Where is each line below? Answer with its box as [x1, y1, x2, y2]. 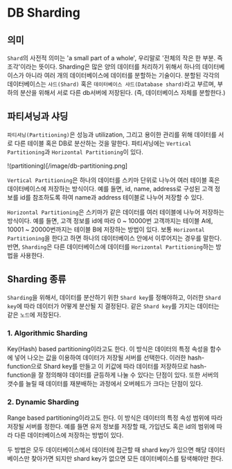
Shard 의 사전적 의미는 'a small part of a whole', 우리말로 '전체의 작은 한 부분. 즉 [7, 54, 223, 62]
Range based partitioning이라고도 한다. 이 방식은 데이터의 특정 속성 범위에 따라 [7, 414, 223, 422]
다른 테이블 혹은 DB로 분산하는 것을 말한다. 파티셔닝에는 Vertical [14, 139, 192, 147]
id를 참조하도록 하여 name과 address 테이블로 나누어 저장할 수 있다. [19, 193, 204, 202]
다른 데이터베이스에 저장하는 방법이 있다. [14, 431, 124, 439]
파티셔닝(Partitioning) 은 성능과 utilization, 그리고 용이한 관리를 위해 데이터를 [7, 130, 217, 139]
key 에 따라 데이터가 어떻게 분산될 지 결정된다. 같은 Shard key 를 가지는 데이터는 [7, 301, 220, 310]
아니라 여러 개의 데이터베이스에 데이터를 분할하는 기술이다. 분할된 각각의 [25, 71, 220, 79]
